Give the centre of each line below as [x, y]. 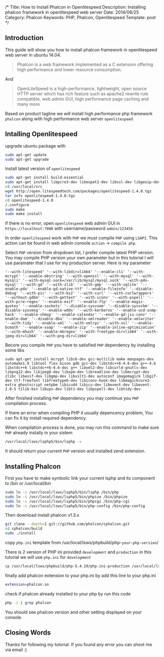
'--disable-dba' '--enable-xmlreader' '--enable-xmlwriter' [93, 319]
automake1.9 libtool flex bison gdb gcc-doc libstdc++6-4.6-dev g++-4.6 [81, 363]
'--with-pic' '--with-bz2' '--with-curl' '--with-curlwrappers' [87, 293]
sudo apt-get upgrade [27, 159]
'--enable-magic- [127, 302]
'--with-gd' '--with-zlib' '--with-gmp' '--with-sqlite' [79, 285]
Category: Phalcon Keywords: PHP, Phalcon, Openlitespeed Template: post [81, 17]
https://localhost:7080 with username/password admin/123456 [69, 229]
